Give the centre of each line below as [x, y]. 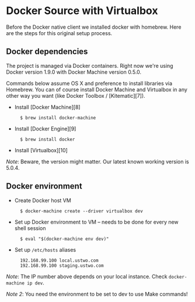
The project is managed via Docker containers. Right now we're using [90, 66]
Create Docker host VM [43, 200]
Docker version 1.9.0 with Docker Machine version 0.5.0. [74, 72]
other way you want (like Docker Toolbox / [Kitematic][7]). [76, 95]
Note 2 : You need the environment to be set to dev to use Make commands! [97, 294]
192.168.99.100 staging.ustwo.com [62, 265]
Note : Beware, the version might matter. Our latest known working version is [97, 162]
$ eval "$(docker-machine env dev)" [65, 239]
